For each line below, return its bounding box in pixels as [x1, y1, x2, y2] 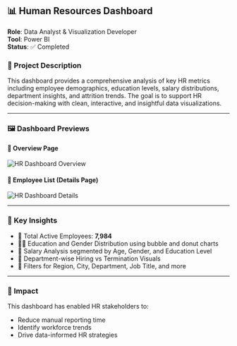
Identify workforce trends [17, 323, 92, 332]
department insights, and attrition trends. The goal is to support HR [7, 92, 202, 100]
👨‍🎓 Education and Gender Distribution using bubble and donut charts [17, 239, 219, 248]
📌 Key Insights [7, 215, 58, 225]
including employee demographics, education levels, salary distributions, [7, 84, 219, 93]
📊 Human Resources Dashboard [7, 5, 153, 17]
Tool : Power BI [7, 35, 50, 43]
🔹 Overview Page [7, 143, 59, 153]
